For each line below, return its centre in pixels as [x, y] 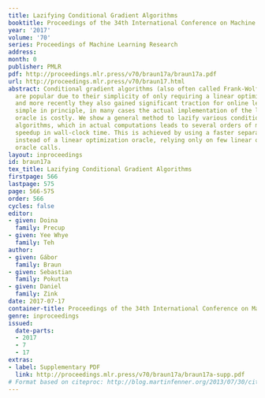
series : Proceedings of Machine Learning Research [93, 45]
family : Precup [40, 228]
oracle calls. [38, 147]
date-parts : [35, 331]
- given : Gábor [33, 257]
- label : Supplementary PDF [54, 367]
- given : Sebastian [40, 272]
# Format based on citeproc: [56, 382]
